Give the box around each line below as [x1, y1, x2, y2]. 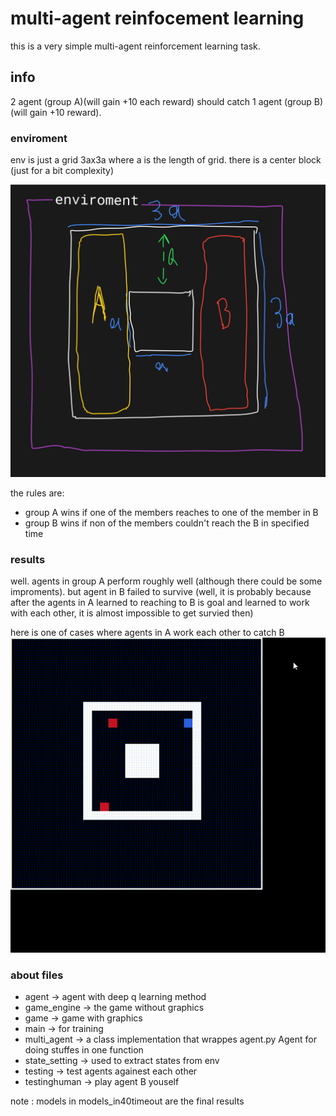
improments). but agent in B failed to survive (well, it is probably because [10, 585, 312, 597]
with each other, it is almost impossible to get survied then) [10, 607, 254, 619]
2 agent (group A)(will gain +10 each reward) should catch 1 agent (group [10, 95, 312, 107]
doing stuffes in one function [24, 1044, 144, 1056]
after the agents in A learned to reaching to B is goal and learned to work [10, 596, 310, 608]
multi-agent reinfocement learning [10, 7, 305, 30]
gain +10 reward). [29, 106, 102, 118]
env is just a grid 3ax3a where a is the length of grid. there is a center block [10, 154, 322, 166]
